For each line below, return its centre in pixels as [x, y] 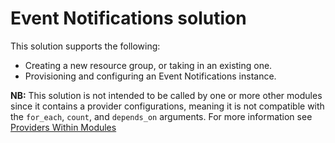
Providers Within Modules [63, 127]
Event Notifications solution [128, 18]
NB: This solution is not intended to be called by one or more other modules [166, 95]
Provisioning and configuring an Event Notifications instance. [150, 76]
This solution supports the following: [85, 46]
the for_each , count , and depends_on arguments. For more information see [161, 116]
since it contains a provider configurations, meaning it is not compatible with [167, 106]
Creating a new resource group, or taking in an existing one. [148, 65]
